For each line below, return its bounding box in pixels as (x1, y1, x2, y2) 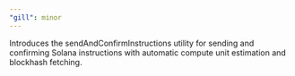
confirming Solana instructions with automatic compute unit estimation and (9, 46, 287, 58)
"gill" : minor (9, 13, 63, 22)
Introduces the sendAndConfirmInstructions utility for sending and (9, 38, 255, 48)
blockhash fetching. (9, 56, 82, 67)
